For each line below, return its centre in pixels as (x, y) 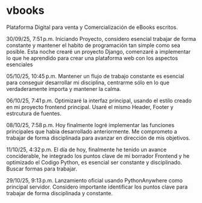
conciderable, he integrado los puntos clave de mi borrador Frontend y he (98, 156)
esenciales (20, 64)
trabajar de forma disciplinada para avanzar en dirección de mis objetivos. (98, 138)
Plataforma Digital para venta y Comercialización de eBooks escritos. (92, 27)
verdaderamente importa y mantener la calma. (64, 89)
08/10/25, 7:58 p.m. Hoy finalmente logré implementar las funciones (90, 125)
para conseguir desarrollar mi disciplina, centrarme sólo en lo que (88, 83)
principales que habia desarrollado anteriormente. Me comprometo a (92, 131)
